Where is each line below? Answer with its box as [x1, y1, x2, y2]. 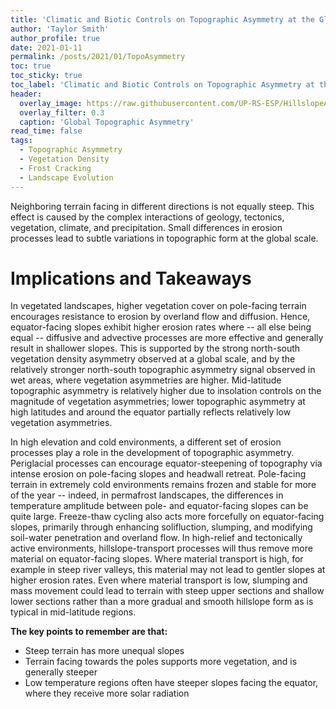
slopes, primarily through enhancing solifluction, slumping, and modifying [10, 521, 313, 533]
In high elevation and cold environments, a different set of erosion [10, 436, 282, 448]
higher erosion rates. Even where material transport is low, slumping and [10, 574, 308, 586]
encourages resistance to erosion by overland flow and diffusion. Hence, [10, 311, 311, 323]
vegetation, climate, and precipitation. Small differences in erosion [10, 221, 283, 233]
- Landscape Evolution [19, 172, 114, 183]
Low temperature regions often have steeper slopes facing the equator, [24, 677, 319, 689]
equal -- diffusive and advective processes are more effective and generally [10, 332, 324, 344]
